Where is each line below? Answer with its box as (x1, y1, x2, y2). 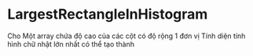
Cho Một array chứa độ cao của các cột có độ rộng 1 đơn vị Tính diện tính (7, 31, 246, 40)
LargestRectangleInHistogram (7, 5, 208, 23)
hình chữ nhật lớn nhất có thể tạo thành (7, 39, 135, 48)
